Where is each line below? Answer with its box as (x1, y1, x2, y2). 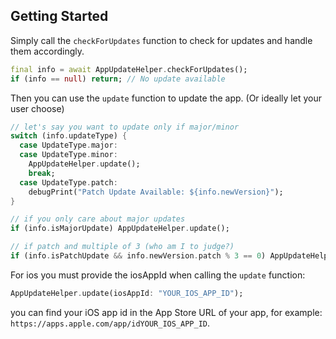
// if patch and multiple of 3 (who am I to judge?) (10, 242, 235, 252)
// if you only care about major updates (10, 214, 186, 224)
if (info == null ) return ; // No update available (10, 74, 226, 84)
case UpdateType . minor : (19, 150, 118, 160)
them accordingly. (10, 45, 85, 57)
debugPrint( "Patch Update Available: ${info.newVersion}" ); (28, 187, 284, 197)
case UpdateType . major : (19, 140, 118, 151)
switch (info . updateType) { (10, 131, 128, 141)
